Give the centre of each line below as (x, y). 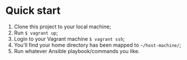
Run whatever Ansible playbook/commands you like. (77, 51)
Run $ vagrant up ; (36, 32)
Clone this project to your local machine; (62, 27)
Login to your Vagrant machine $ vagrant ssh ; (69, 39)
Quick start (33, 11)
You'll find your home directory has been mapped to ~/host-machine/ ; (97, 45)
